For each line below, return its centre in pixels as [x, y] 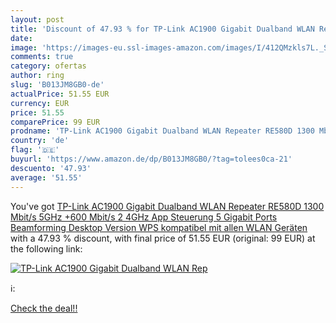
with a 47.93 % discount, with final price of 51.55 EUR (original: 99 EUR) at [163, 238]
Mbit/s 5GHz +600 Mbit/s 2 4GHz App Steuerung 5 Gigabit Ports [144, 217]
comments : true [42, 57]
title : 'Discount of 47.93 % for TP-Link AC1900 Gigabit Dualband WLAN [162, 29]
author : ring [37, 76]
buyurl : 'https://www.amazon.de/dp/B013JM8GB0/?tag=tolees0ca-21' [151, 159]
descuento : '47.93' [51, 168]
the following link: [46, 248]
